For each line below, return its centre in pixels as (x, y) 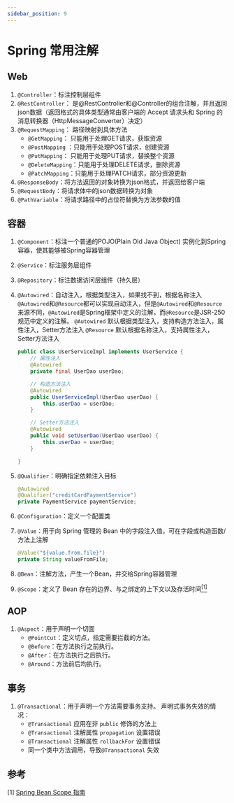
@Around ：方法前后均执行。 (66, 664)
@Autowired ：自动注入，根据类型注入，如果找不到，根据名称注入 (110, 295)
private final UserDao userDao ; (77, 371)
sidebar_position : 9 (37, 14)
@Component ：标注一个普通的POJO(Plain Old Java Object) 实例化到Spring (122, 241)
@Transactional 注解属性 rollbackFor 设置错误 (94, 741)
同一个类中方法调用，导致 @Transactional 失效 (93, 750)
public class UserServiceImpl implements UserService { (100, 352)
